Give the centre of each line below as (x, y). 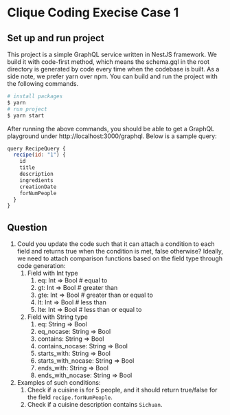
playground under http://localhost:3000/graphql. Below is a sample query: (112, 136)
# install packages (35, 96)
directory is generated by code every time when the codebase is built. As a (113, 69)
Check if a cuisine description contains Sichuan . (95, 405)
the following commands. (43, 83)
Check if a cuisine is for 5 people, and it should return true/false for (122, 390)
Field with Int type (53, 273)
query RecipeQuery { (37, 148)
